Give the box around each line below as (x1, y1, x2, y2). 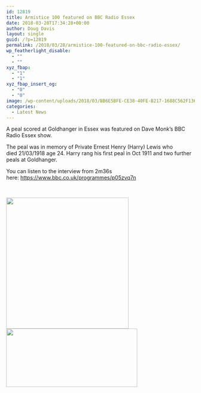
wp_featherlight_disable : (6, 48, 71, 54)
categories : (6, 103, 36, 110)
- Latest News (11, 109, 47, 115)
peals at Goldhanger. (6, 156, 58, 164)
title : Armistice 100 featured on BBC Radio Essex (6, 14, 135, 20)
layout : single (6, 31, 44, 37)
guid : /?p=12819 (6, 37, 47, 43)
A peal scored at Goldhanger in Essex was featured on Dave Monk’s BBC (6, 125, 185, 132)
